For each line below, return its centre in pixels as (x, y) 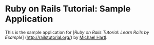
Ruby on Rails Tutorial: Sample (68, 9)
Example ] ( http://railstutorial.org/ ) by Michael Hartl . (56, 37)
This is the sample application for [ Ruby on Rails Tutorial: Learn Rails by (77, 32)
